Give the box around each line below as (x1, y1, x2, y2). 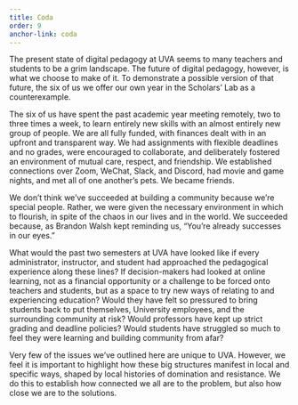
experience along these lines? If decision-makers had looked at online (9, 266, 266, 277)
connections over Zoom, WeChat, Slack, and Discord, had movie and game (9, 166, 285, 176)
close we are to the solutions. (9, 388, 117, 399)
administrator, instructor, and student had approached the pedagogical (9, 257, 269, 268)
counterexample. (9, 92, 71, 102)
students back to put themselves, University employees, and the (9, 304, 245, 315)
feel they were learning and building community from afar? (9, 333, 224, 344)
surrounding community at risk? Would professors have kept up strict (9, 313, 263, 325)
